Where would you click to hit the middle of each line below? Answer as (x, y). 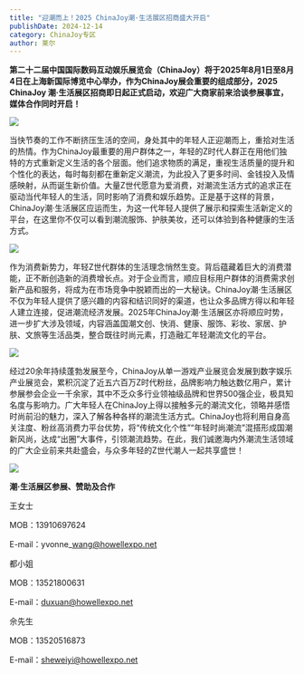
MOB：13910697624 (47, 525)
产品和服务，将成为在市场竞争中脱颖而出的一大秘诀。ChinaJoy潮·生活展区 (155, 290)
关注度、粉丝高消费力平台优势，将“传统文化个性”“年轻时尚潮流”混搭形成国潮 (151, 428)
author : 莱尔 (33, 43)
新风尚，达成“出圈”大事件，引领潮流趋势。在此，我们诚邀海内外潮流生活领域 (152, 439)
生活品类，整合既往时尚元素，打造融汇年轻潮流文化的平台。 (160, 335)
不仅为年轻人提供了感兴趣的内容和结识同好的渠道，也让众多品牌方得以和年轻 (152, 301)
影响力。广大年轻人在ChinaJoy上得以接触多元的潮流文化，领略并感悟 (162, 405)
